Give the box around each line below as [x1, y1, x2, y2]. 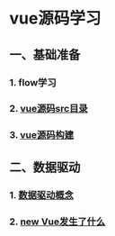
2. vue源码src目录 [9, 103, 88, 115]
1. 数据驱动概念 [9, 188, 75, 201]
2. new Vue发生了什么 [9, 215, 106, 228]
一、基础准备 [9, 47, 81, 62]
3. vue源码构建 [9, 129, 75, 141]
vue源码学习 [9, 8, 102, 29]
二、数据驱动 [9, 159, 81, 175]
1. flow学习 [9, 76, 57, 88]
